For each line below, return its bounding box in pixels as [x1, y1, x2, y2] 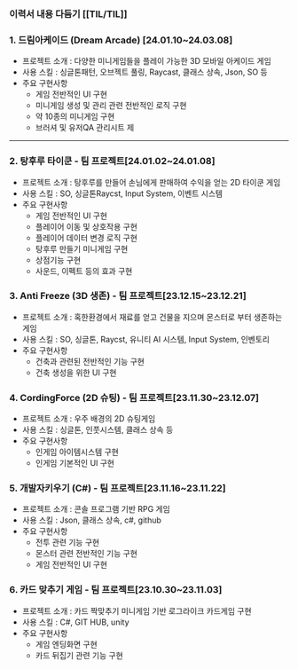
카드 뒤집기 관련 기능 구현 [35, 649, 124, 660]
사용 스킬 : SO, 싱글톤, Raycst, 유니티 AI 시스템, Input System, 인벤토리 [21, 334, 271, 344]
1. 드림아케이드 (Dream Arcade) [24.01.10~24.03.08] [9, 34, 233, 46]
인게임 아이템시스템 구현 [35, 446, 120, 458]
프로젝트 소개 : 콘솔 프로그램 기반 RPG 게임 [21, 504, 170, 515]
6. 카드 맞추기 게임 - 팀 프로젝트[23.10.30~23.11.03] [9, 584, 223, 596]
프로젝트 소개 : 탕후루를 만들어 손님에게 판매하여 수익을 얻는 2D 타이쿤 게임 [21, 177, 281, 187]
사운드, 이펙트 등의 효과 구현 [35, 265, 133, 276]
